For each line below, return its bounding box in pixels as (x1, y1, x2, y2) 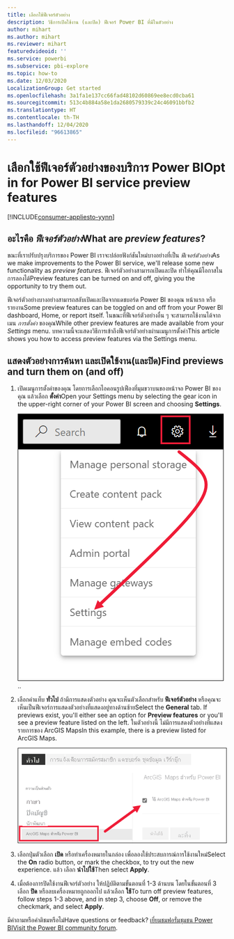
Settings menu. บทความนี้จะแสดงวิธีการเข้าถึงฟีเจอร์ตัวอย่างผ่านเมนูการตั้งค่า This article (7, 327, 220, 336)
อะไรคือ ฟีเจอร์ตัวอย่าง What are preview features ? (7, 232, 206, 244)
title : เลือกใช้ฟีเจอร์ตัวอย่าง (7, 11, 70, 18)
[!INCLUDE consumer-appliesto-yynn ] (7, 212, 115, 221)
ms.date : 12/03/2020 (7, 77, 68, 84)
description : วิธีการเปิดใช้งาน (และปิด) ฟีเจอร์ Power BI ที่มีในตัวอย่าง (7, 18, 173, 26)
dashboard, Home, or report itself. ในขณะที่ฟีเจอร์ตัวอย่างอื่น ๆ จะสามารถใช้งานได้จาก (7, 311, 221, 319)
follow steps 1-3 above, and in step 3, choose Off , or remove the (17, 894, 202, 903)
